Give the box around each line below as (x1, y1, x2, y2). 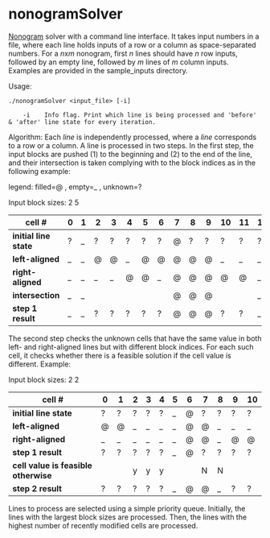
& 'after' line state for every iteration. (8, 118, 157, 126)
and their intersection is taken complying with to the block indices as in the (8, 158, 256, 168)
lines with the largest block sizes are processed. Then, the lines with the (8, 512, 247, 522)
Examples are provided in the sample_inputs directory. (8, 65, 188, 75)
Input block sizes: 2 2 (8, 375, 80, 384)
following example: (8, 166, 71, 176)
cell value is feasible (12, 460, 92, 471)
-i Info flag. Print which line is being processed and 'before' (22, 110, 257, 119)
